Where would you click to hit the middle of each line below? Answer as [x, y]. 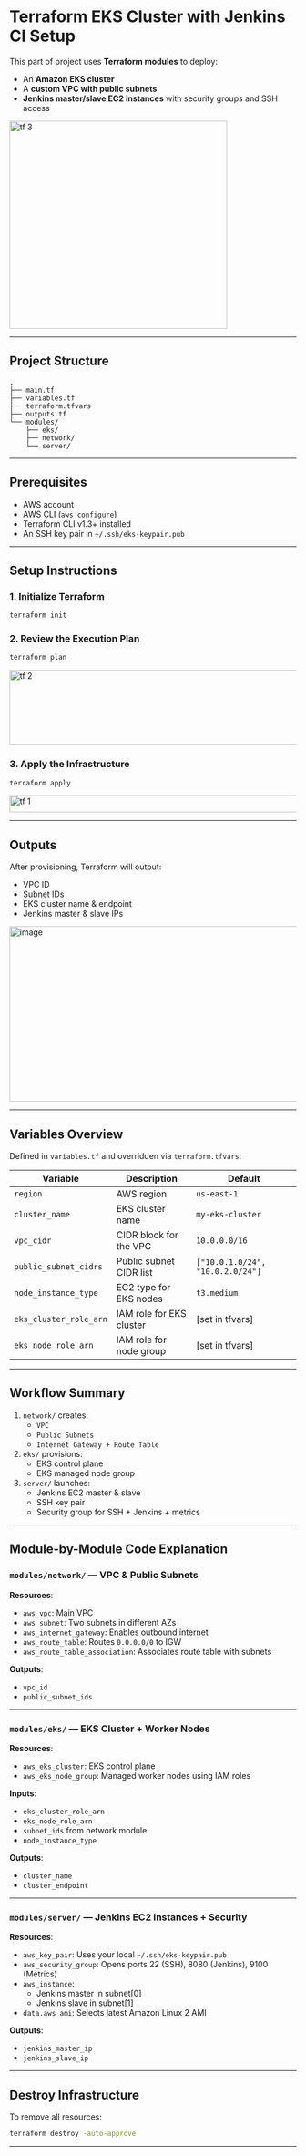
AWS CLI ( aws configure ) [70, 514]
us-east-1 [217, 1194]
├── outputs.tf [38, 414]
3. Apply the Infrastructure [70, 765]
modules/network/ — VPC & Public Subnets [104, 1576]
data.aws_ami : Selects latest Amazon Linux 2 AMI [114, 2013]
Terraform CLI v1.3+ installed [77, 524]
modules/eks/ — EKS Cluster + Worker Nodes [110, 1729]
